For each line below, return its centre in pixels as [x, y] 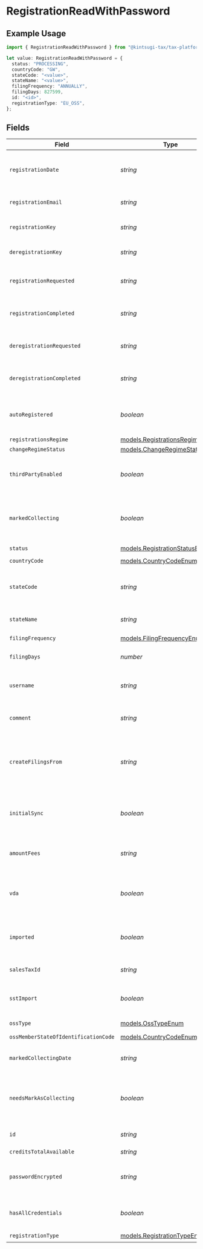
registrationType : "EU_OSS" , [48, 103]
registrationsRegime [39, 440]
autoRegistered [31, 415]
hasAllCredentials [36, 1213]
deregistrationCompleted [45, 378]
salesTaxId [25, 970]
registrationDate [34, 170]
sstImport [23, 998]
